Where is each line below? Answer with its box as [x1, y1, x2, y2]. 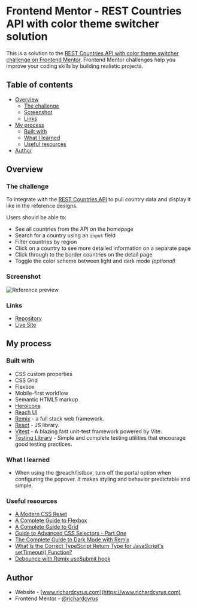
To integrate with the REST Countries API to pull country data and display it [6, 196, 191, 203]
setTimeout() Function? [14, 549, 72, 556]
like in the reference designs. [6, 202, 78, 210]
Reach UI [14, 409, 38, 416]
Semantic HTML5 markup [14, 395, 78, 403]
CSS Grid [14, 377, 38, 384]
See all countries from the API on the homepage [14, 225, 134, 233]
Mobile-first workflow [14, 389, 69, 397]
